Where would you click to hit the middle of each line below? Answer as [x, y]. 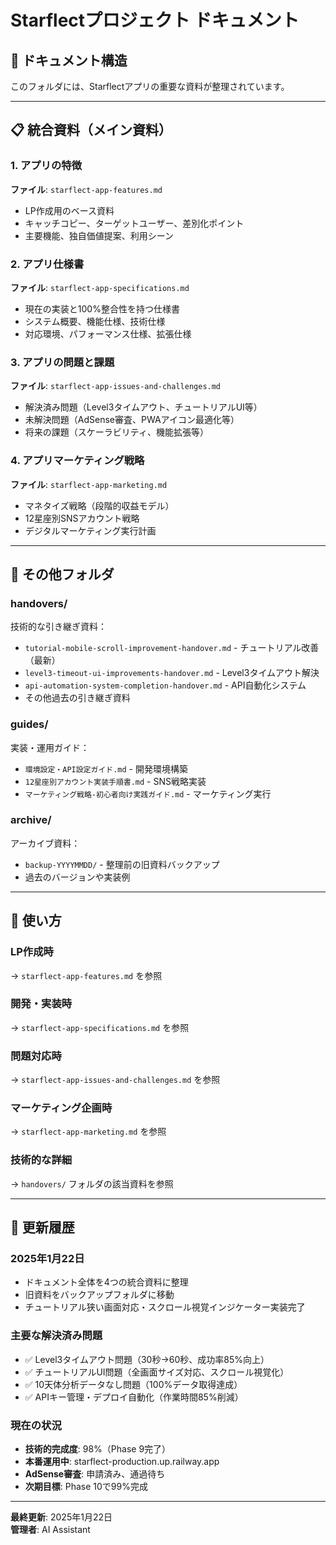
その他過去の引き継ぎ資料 [77, 698]
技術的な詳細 [41, 1160]
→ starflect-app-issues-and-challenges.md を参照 [115, 1080]
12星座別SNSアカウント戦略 [82, 518]
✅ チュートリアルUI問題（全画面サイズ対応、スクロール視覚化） [157, 1372]
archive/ [31, 820]
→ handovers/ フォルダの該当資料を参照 [92, 1183]
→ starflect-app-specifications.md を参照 [100, 1027]
